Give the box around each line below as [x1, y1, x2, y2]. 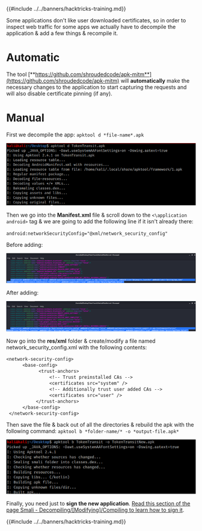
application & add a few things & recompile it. [6, 30, 118, 37]
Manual [6, 111, 45, 125]
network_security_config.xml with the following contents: [6, 344, 147, 351]
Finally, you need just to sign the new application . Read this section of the [6, 500, 191, 507]
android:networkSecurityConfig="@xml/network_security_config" [6, 231, 168, 237]
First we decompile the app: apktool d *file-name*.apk [6, 131, 144, 138]
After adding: [6, 289, 39, 296]
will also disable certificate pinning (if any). [6, 90, 112, 97]
